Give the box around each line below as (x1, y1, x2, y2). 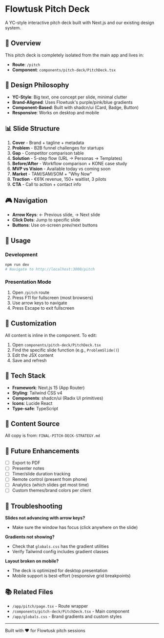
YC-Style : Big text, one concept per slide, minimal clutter (12, 94, 127, 100)
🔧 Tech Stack (5, 371, 46, 380)
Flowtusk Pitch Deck (5, 3, 90, 15)
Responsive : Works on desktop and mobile (12, 109, 99, 116)
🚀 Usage (5, 236, 31, 245)
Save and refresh (12, 357, 47, 363)
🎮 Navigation (5, 196, 48, 204)
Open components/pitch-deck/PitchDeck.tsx (12, 342, 102, 347)
